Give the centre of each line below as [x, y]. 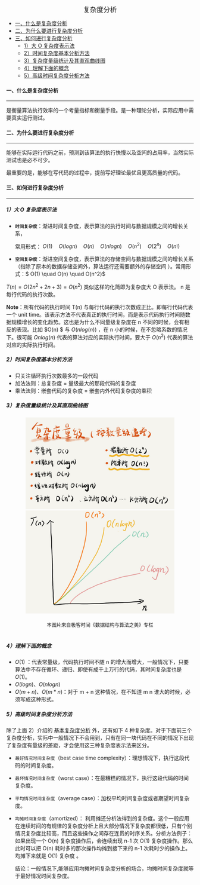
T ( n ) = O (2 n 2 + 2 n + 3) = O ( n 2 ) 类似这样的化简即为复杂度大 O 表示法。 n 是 [98, 286]
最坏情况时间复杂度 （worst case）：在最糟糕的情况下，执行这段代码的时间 [102, 778]
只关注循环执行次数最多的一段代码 [57, 376]
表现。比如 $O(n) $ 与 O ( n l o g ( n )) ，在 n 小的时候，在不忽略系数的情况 [102, 329]
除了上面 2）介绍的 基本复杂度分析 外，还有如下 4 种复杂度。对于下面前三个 [99, 730]
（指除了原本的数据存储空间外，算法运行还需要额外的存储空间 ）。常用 [100, 267]
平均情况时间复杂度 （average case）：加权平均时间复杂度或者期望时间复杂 [102, 798]
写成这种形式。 [38, 699]
